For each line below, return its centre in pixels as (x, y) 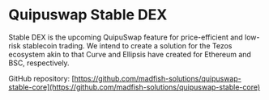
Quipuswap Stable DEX (88, 15)
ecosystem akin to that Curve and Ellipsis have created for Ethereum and (130, 54)
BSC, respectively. (39, 63)
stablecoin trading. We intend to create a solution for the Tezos (127, 45)
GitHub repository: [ (41, 78)
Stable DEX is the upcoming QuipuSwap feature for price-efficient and (126, 37)
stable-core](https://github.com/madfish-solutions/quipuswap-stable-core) (134, 87)
